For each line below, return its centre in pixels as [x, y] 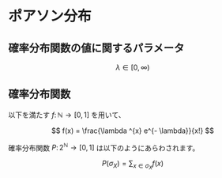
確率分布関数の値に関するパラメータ [96, 48]
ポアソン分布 [50, 16]
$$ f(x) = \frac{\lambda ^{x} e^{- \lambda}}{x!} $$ [133, 131]
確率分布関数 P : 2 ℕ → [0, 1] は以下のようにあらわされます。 [104, 147]
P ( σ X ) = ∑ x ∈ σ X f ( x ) [133, 165]
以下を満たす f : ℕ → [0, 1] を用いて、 [67, 115]
